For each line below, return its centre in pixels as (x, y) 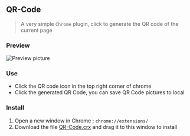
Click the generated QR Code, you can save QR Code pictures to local (99, 92)
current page (36, 30)
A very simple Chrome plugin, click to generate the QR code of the (99, 24)
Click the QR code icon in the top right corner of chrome (83, 86)
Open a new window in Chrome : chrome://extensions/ (81, 121)
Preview (18, 45)
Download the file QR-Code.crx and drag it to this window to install (96, 127)
